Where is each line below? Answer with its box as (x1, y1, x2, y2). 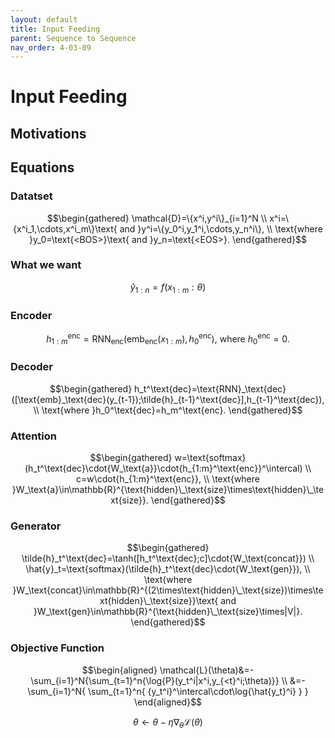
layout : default (10, 14, 78, 25)
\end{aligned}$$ (133, 696, 203, 708)
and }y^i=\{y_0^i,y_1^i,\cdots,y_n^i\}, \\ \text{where (119, 222, 323, 235)
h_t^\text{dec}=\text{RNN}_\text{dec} (134, 382, 287, 395)
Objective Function (10, 641, 105, 655)
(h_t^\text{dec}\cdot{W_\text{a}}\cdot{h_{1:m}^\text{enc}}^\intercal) (24, 462, 303, 474)
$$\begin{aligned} (81, 664, 158, 676)
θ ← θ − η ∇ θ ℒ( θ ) (133, 716, 203, 730)
